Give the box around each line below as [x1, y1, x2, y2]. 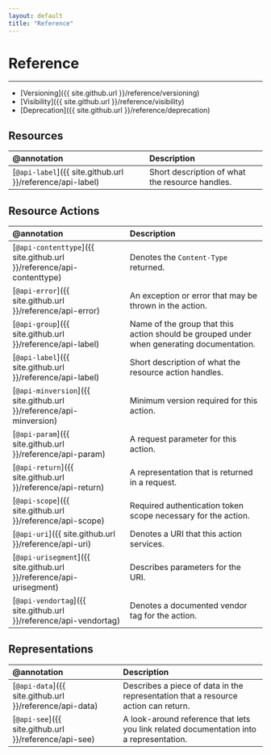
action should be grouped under [129, 329, 252, 340]
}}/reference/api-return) [12, 482, 105, 493]
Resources [8, 128, 64, 142]
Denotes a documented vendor [129, 600, 248, 611]
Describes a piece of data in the [123, 680, 244, 691]
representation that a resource [123, 690, 238, 701]
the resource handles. [148, 177, 232, 188]
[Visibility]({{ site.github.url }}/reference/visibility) [19, 97, 185, 107]
